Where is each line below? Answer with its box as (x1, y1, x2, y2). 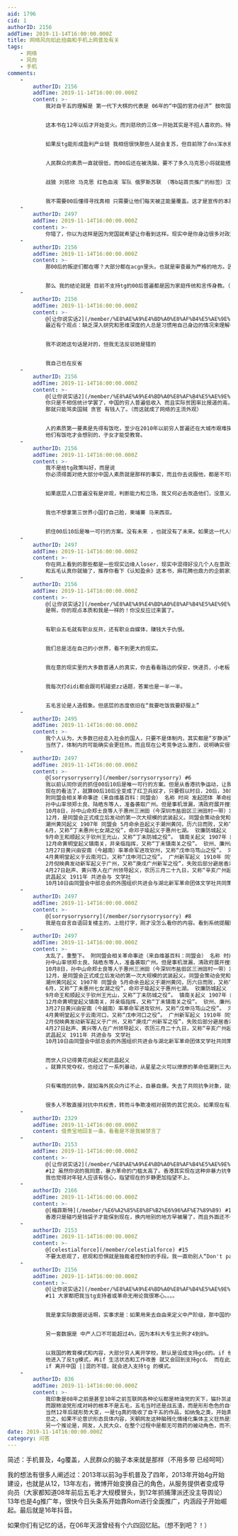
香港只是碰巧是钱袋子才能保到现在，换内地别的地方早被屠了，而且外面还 (45, 1213, 225, 1221)
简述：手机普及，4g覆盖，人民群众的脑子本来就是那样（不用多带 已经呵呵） (7, 1455, 228, 1464)
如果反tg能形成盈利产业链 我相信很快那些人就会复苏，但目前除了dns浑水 (45, 140, 228, 147)
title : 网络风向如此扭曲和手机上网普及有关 (7, 37, 120, 44)
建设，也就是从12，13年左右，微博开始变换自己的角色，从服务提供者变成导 (7, 1479, 225, 1488)
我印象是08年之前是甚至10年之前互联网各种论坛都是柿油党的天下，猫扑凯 (45, 1396, 227, 1403)
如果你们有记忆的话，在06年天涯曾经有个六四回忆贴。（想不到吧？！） (7, 1521, 211, 1529)
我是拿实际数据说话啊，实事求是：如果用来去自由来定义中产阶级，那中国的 (45, 1311, 230, 1318)
